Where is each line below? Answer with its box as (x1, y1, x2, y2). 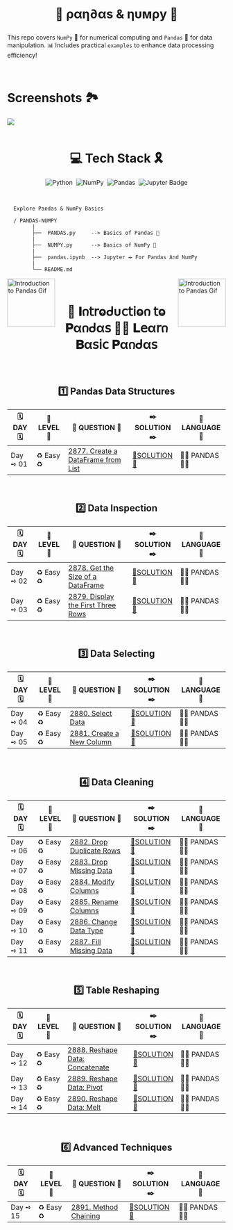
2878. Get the (68, 563, 114, 573)
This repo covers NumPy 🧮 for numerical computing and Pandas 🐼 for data (7, 33, 213, 42)
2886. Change (69, 917, 118, 926)
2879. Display (68, 592, 114, 602)
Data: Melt (67, 1103, 101, 1113)
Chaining (71, 1211, 101, 1220)
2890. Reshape (67, 1094, 118, 1104)
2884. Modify (69, 877, 115, 887)
